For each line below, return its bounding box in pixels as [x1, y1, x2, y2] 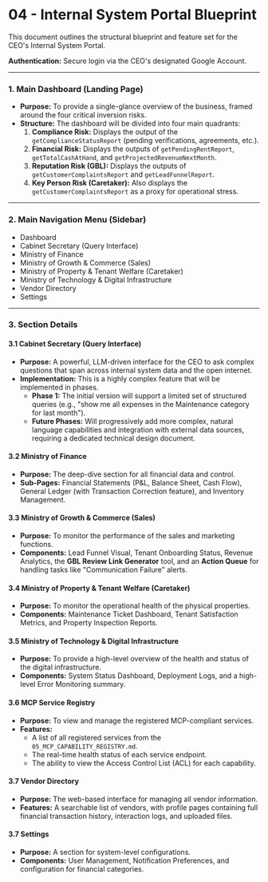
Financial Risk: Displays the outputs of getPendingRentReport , [31, 144, 235, 154]
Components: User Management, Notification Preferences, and [19, 856, 230, 865]
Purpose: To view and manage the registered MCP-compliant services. [19, 716, 254, 725]
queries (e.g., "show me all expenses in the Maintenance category [31, 399, 250, 409]
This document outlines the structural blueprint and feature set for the [8, 32, 238, 42]
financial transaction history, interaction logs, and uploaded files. [19, 811, 233, 820]
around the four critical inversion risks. [19, 110, 148, 120]
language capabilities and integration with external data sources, [31, 425, 245, 434]
